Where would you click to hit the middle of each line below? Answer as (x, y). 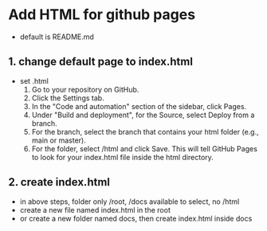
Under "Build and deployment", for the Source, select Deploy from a (143, 115)
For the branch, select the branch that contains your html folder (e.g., (145, 131)
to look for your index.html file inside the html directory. (122, 157)
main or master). (59, 140)
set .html (34, 80)
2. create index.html (59, 182)
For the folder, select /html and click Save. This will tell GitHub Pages (144, 148)
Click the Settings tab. (68, 98)
